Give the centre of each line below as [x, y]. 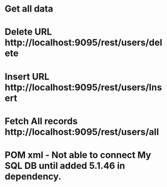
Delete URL [29, 32]
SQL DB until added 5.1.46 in [65, 166]
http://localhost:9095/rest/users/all [82, 132]
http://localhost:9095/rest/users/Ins [83, 87]
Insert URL [27, 77]
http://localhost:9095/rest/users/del [83, 43]
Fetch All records [41, 121]
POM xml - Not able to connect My [78, 155]
